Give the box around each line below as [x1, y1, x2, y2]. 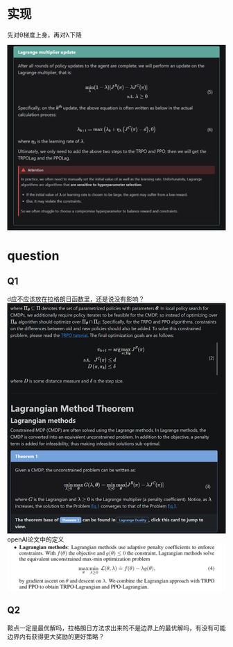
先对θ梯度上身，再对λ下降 [7, 31, 82, 39]
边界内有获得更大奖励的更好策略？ [7, 632, 105, 641]
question [7, 248, 60, 264]
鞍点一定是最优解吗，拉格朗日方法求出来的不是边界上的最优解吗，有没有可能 [7, 623, 226, 632]
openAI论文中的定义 [7, 535, 64, 544]
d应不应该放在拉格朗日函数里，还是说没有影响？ [7, 294, 145, 303]
